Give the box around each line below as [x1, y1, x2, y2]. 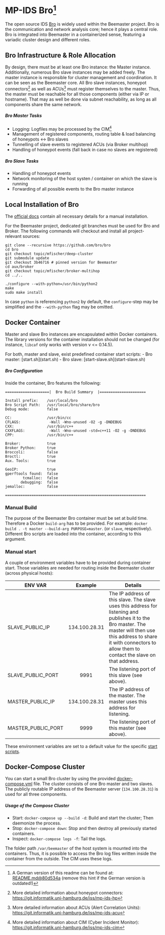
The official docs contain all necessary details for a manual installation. [5, 213, 149, 219]
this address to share [109, 633, 158, 640]
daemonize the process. [12, 820, 61, 826]
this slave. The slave [109, 596, 156, 603]
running [12, 181, 28, 187]
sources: [22, 233, 40, 239]
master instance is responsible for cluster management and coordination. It [5, 75, 157, 81]
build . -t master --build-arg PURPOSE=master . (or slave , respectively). [5, 526, 152, 532]
